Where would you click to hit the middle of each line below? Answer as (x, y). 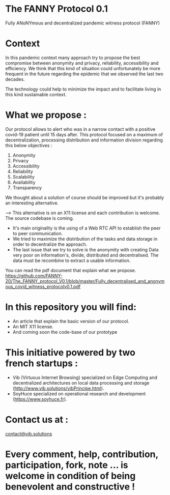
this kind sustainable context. (36, 94)
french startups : (41, 363)
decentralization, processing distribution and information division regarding (84, 140)
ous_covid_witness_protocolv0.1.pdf (43, 286)
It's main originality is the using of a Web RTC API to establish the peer (87, 228)
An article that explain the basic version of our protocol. (71, 321)
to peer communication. (38, 233)
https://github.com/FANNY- (34, 276)
